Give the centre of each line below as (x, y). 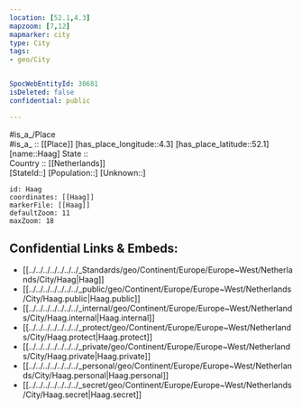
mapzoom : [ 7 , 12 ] (40, 26)
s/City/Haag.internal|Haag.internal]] (88, 318)
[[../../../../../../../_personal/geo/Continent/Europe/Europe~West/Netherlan (157, 366)
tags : (19, 51)
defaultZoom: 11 (40, 213)
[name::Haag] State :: (49, 153)
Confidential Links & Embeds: (94, 249)
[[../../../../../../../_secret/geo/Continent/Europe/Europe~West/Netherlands (157, 386)
